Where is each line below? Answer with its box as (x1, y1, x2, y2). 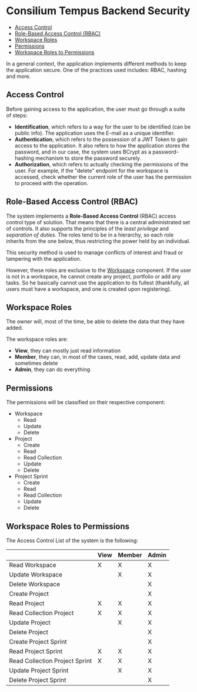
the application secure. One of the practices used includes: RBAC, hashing (6, 66, 187, 73)
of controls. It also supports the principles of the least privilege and (6, 225, 169, 232)
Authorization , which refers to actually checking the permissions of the (14, 160, 189, 168)
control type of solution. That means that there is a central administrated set (6, 218, 191, 225)
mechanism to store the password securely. (35, 155, 141, 162)
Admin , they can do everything (14, 366, 90, 373)
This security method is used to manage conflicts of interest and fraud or (6, 249, 183, 256)
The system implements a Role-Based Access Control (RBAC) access (6, 212, 176, 219)
